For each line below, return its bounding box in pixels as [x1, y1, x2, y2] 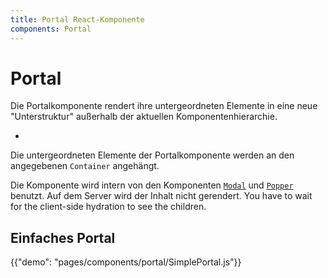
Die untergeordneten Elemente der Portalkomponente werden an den [10, 149, 295, 161]
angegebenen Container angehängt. [10, 160, 160, 172]
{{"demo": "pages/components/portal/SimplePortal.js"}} [10, 256, 242, 268]
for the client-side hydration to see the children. [10, 201, 207, 213]
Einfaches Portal [10, 229, 116, 246]
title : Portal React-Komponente [10, 14, 145, 25]
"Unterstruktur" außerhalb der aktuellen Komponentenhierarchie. [10, 111, 278, 123]
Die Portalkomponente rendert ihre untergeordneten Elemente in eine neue [10, 100, 318, 112]
